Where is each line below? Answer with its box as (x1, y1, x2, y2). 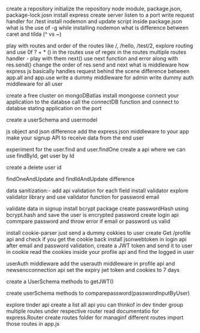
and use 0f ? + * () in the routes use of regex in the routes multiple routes (6, 49, 187, 56)
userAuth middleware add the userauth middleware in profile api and (6, 260, 175, 267)
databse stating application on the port (6, 105, 102, 111)
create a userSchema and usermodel (6, 116, 98, 123)
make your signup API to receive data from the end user (6, 134, 144, 141)
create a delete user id (6, 164, 62, 171)
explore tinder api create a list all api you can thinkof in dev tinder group (6, 301, 184, 308)
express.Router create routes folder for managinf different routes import (6, 314, 184, 321)
